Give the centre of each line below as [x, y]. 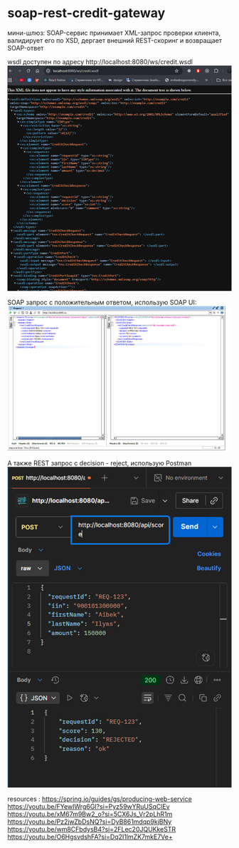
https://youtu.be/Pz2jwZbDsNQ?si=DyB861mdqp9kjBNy [90, 822]
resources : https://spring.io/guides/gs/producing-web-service [100, 799]
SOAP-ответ [26, 48]
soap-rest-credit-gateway [86, 13]
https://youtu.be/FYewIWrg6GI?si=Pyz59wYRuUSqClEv [89, 806]
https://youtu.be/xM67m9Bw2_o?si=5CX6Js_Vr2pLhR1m [90, 814]
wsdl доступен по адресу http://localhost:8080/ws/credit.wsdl [100, 61]
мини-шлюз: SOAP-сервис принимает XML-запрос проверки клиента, [114, 33]
